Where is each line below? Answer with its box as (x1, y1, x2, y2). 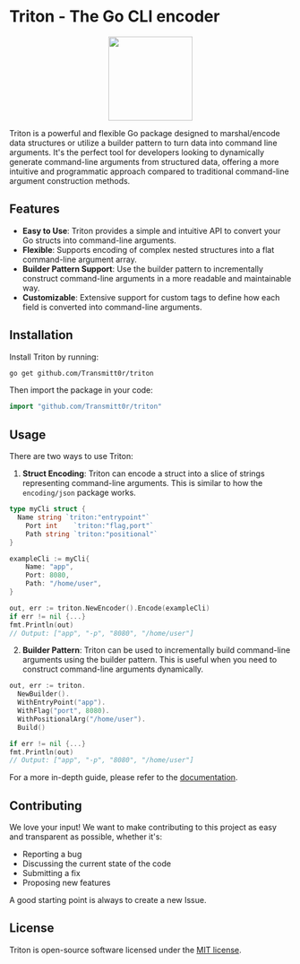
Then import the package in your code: (9, 385, 154, 395)
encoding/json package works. (21, 487, 136, 499)
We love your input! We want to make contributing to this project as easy (9, 822, 278, 833)
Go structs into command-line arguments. (21, 235, 176, 246)
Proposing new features (21, 877, 111, 889)
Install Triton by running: (9, 352, 99, 362)
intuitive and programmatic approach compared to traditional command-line (9, 166, 289, 177)
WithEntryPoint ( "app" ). (17, 698, 106, 708)
